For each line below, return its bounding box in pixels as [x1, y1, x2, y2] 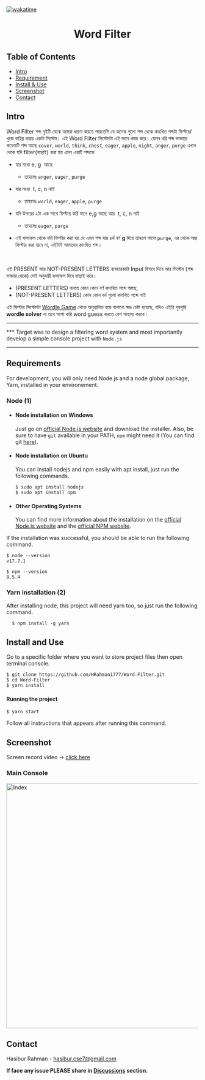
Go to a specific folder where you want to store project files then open [6, 653, 183, 661]
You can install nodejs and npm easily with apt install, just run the [15, 465, 179, 473]
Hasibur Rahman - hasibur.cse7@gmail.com [6, 1055, 117, 1062]
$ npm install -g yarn [12, 620, 70, 627]
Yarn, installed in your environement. [6, 381, 99, 388]
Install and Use [6, 637, 64, 647]
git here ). [15, 438, 38, 445]
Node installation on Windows [15, 411, 93, 419]
